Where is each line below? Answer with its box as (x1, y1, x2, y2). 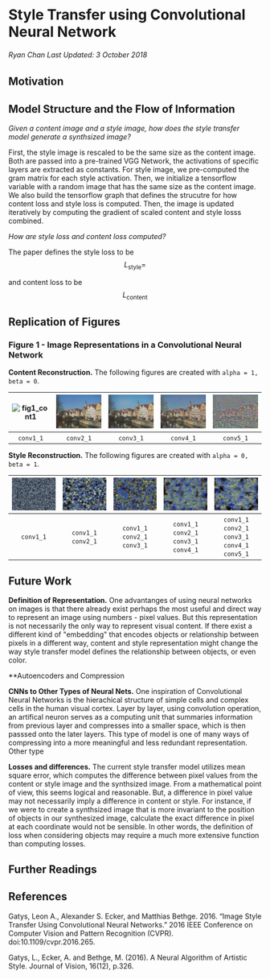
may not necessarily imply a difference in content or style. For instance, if (8, 796, 252, 806)
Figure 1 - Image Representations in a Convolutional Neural (8, 340, 243, 351)
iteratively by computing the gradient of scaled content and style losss (8, 208, 242, 217)
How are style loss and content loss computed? (8, 232, 166, 242)
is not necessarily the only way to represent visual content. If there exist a (8, 622, 252, 631)
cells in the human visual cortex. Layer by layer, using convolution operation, (8, 704, 261, 713)
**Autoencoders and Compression (8, 671, 125, 681)
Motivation (8, 75, 64, 89)
